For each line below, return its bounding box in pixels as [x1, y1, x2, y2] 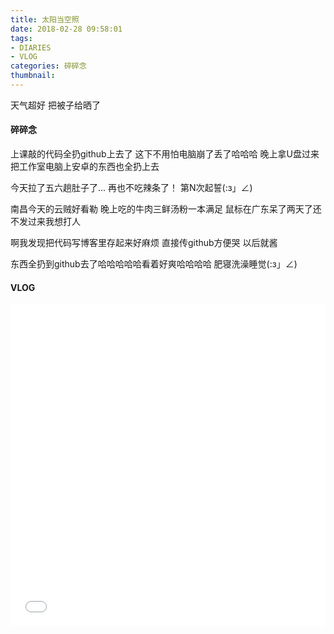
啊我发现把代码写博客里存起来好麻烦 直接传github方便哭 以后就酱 [10, 237, 278, 249]
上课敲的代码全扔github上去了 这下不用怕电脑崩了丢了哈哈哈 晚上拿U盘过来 [10, 148, 320, 160]
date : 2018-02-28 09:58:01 [10, 24, 123, 34]
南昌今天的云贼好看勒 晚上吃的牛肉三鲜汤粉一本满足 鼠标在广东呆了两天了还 [10, 203, 322, 215]
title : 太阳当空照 [10, 14, 80, 25]
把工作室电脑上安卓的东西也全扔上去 [10, 161, 160, 173]
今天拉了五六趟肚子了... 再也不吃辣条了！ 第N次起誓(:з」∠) [10, 182, 253, 194]
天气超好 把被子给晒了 [10, 99, 101, 111]
